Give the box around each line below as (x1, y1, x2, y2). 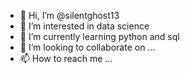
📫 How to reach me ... (19, 53, 113, 64)
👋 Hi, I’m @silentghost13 (19, 10, 120, 21)
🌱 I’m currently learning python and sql (19, 31, 180, 42)
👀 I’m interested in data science (19, 20, 150, 32)
